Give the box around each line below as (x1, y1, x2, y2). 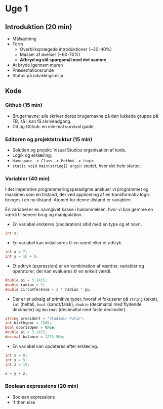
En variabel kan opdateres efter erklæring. (12, 343, 99, 349)
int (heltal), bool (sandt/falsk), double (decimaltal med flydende (12, 301, 142, 307)
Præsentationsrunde (12, 67, 54, 73)
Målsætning (12, 36, 37, 42)
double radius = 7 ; (5, 282, 45, 287)
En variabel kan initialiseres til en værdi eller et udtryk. (12, 240, 122, 246)
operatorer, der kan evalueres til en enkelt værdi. (12, 268, 112, 274)
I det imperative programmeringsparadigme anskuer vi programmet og (5, 186, 149, 192)
